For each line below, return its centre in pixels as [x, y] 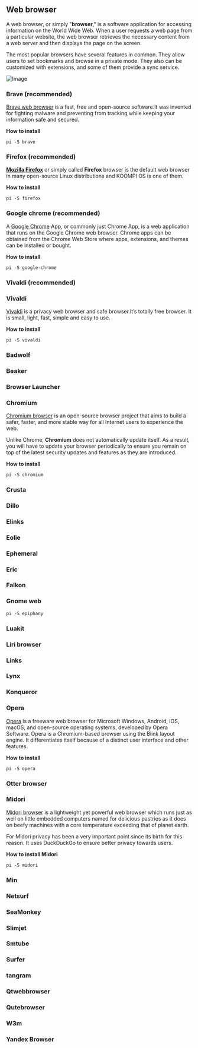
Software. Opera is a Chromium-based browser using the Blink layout [91, 733]
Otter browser [27, 783]
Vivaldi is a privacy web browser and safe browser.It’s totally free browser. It [99, 311]
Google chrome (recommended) [53, 213]
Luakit [15, 628]
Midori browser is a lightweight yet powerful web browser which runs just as [99, 812]
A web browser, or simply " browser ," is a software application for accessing [99, 24]
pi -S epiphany [25, 613]
